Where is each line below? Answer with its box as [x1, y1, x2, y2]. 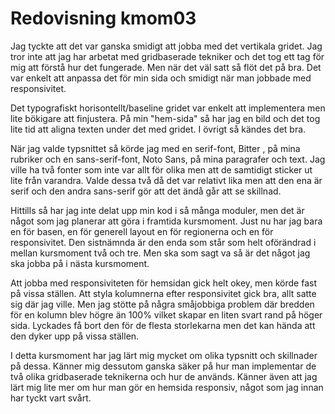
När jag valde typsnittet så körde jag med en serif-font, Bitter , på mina [10, 142, 301, 154]
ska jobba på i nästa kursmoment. [10, 257, 150, 269]
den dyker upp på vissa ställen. [10, 330, 140, 342]
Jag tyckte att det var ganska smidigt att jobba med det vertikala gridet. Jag [10, 40, 323, 52]
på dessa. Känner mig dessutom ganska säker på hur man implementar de [10, 360, 317, 372]
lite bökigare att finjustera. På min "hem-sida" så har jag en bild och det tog [10, 112, 321, 124]
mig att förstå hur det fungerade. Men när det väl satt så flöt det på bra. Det [10, 61, 322, 73]
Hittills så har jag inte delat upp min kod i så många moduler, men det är [10, 204, 305, 216]
